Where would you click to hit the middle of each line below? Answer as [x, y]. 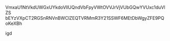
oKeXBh [14, 23]
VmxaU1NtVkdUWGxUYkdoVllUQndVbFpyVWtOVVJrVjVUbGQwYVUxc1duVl [85, 7]
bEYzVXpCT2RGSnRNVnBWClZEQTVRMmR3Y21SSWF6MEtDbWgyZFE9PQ [85, 18]
